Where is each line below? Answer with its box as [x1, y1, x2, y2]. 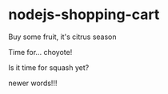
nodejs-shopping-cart [8, 6, 160, 24]
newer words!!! [8, 78, 58, 88]
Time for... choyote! [8, 47, 73, 57]
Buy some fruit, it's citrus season [8, 32, 118, 41]
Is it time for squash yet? [8, 62, 90, 72]
